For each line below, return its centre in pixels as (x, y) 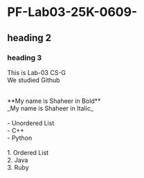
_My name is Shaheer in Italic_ (50, 108)
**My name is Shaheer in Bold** (54, 101)
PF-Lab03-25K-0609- (72, 12)
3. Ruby (18, 167)
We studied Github (34, 80)
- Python (20, 138)
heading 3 (25, 58)
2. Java (18, 160)
